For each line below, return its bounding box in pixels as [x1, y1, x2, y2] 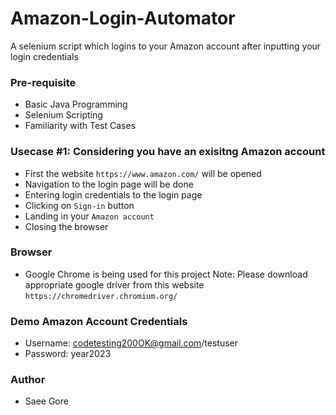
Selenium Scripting [24, 109, 103, 121]
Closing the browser [24, 220, 109, 232]
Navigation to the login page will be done [24, 178, 194, 190]
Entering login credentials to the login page [24, 188, 203, 201]
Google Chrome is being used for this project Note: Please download [24, 268, 308, 280]
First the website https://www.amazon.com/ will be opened [24, 167, 262, 179]
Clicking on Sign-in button [24, 199, 135, 211]
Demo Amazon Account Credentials [10, 314, 188, 328]
